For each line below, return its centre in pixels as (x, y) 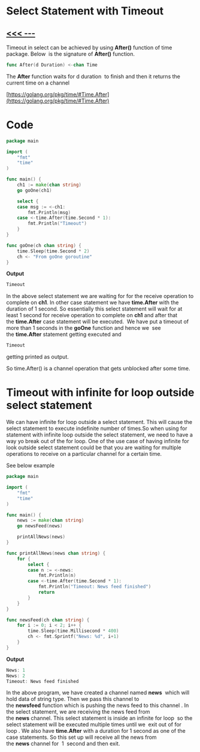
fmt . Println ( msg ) (49, 212)
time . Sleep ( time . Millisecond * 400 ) (73, 631)
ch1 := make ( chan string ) (49, 185)
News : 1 (16, 670)
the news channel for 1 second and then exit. (63, 744)
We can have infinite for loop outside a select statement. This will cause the (99, 422)
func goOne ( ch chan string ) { (44, 245)
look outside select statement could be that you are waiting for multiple (94, 447)
